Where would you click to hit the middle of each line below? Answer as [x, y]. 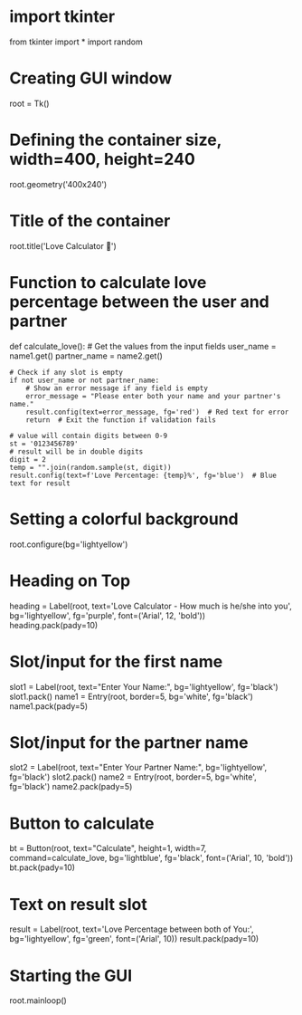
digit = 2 [28, 459]
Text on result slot [78, 904]
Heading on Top [70, 580]
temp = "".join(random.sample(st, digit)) [90, 467]
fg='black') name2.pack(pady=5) [71, 787]
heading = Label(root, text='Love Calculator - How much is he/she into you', [151, 606]
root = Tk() [29, 103]
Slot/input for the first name [116, 661]
